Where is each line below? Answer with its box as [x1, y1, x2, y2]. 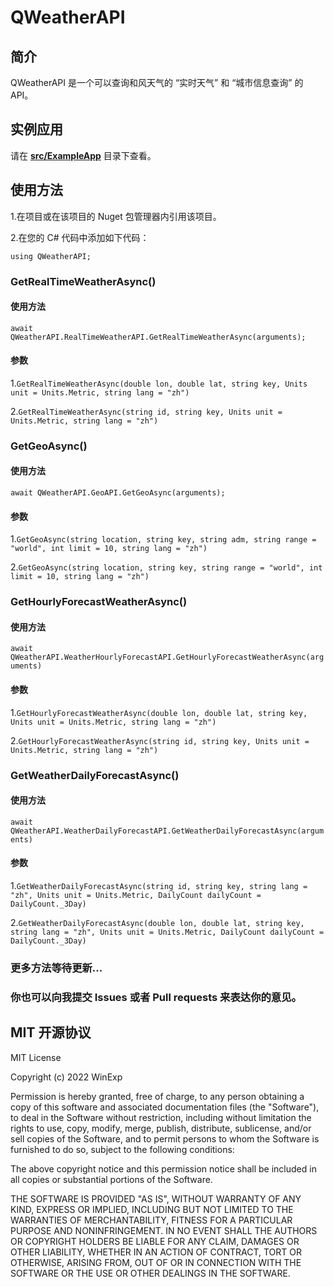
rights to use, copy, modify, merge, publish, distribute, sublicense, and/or [10, 1122, 312, 1134]
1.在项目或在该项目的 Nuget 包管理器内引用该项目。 [10, 210, 222, 222]
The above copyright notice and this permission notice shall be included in [10, 1162, 317, 1175]
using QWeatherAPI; [10, 251, 92, 261]
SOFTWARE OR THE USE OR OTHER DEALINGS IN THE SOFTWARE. [10, 1267, 291, 1279]
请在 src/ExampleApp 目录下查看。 [10, 149, 157, 161]
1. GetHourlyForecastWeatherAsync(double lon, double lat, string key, [10, 706, 308, 718]
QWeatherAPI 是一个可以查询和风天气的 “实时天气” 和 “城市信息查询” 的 [10, 77, 304, 88]
